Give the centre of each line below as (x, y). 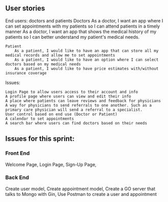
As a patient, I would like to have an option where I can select (87, 60)
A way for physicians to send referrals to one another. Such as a (79, 105)
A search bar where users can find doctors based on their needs (76, 123)
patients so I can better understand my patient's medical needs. (72, 37)
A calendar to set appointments (40, 119)
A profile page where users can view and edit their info (68, 96)
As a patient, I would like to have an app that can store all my (87, 50)
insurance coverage (26, 73)
